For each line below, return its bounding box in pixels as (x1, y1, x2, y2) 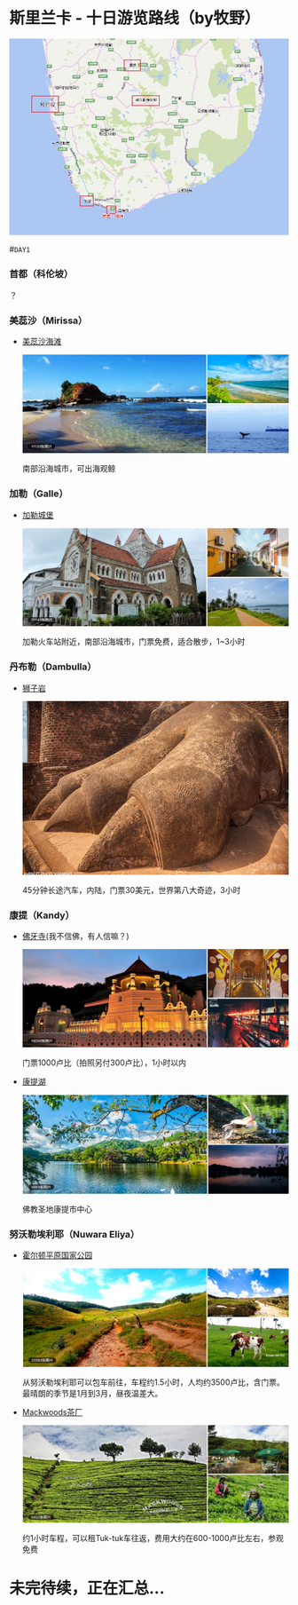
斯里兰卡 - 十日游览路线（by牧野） (9, 8, 261, 28)
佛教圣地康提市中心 (21, 1204, 93, 1214)
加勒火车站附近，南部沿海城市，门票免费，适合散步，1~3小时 (21, 636, 246, 647)
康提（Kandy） (9, 909, 75, 921)
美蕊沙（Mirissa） (9, 314, 88, 327)
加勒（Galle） (9, 487, 68, 500)
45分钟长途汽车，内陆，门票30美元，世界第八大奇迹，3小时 (21, 884, 241, 895)
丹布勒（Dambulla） (9, 660, 97, 673)
